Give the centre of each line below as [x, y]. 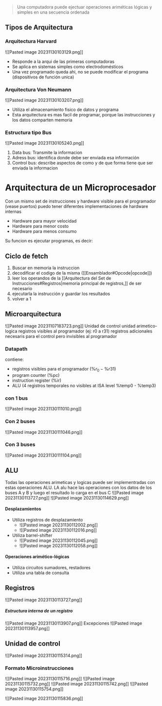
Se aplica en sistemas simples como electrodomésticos [68, 66]
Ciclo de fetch [27, 256]
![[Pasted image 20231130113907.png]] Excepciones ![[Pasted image [74, 623]
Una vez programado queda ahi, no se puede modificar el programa [80, 72]
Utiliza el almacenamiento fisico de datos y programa [65, 110]
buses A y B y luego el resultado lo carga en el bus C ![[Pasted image [74, 492]
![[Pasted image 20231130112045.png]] [59, 540]
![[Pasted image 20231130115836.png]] [44, 698]
